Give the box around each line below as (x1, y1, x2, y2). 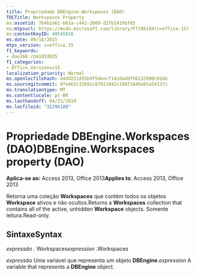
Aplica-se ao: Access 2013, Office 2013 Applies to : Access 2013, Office (6, 175, 184, 182)
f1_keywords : (6, 48, 39, 54)
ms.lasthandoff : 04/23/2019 (6, 98, 77, 104)
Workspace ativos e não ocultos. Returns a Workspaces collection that (6, 199, 182, 206)
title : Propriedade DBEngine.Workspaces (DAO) (6, 8, 125, 15)
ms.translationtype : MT (6, 87, 66, 93)
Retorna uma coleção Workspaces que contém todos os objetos (6, 193, 166, 200)
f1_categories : (6, 59, 44, 65)
